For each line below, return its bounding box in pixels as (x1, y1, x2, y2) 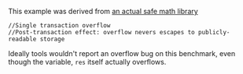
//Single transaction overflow (8, 22, 111, 30)
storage (39, 35, 65, 43)
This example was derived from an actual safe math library (8, 7, 198, 16)
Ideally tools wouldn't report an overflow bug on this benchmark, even (8, 49, 236, 58)
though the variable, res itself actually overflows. (8, 58, 167, 66)
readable (8, 35, 37, 43)
